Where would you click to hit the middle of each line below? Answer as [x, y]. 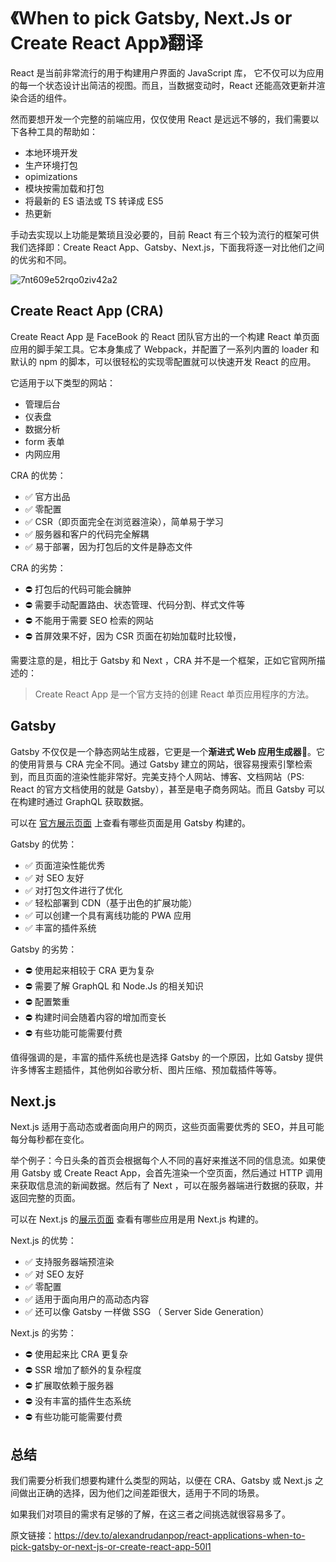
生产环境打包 [51, 165]
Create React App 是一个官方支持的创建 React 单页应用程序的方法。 [174, 694]
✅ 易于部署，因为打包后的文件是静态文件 [108, 546]
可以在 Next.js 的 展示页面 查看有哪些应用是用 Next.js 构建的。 [137, 1219]
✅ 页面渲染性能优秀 [65, 865]
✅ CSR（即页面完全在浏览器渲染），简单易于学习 [124, 521]
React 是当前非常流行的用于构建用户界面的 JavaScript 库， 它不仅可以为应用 [167, 72]
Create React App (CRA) [87, 311]
